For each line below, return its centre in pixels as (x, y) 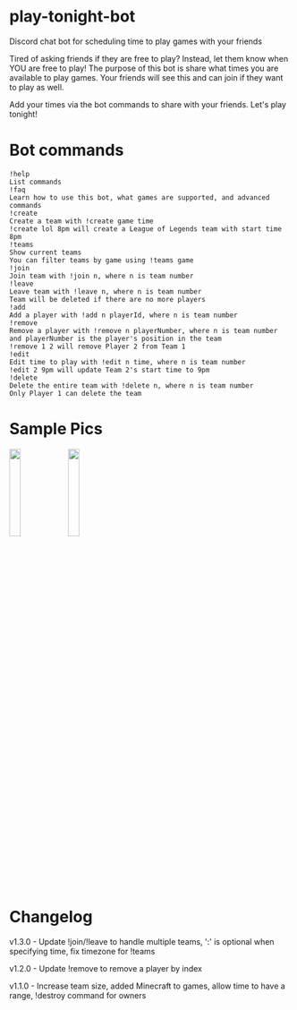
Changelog (51, 917)
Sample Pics (56, 429)
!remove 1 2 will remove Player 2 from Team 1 (98, 347)
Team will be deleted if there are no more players (107, 299)
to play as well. (37, 87)
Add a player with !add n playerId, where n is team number (124, 315)
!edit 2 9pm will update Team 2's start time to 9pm (110, 370)
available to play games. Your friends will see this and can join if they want (146, 77)
